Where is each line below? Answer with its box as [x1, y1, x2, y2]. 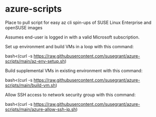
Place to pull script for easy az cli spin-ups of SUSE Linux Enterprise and [5, 19, 152, 25]
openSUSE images [5, 24, 43, 30]
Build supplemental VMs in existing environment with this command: [5, 67, 143, 74]
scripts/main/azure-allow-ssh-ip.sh [5, 106, 76, 112]
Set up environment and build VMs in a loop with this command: [5, 43, 134, 49]
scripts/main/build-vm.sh [5, 82, 56, 88]
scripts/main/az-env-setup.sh [5, 58, 65, 64]
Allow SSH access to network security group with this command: [5, 92, 136, 97]
